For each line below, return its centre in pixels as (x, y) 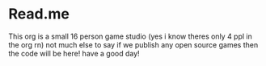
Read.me (39, 14)
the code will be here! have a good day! (74, 53)
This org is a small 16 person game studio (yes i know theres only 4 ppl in (131, 36)
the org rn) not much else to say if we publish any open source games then (133, 44)
